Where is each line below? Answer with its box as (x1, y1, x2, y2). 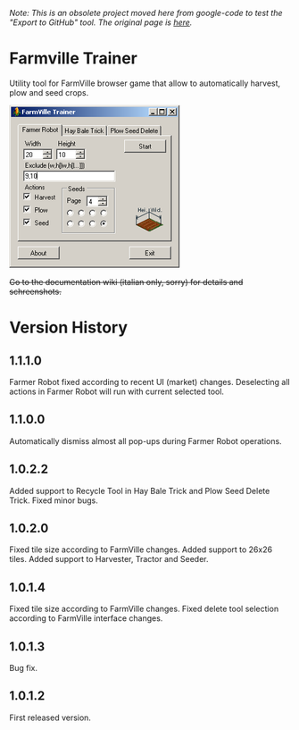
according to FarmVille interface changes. (9, 613, 163, 624)
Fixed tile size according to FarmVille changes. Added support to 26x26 (9, 544, 273, 555)
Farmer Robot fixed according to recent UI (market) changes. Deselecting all (9, 376, 290, 387)
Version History (9, 317, 128, 338)
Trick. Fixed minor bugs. (9, 495, 98, 506)
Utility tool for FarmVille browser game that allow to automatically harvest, (9, 78, 281, 88)
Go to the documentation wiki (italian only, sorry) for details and (9, 276, 244, 287)
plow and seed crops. (9, 87, 89, 97)
